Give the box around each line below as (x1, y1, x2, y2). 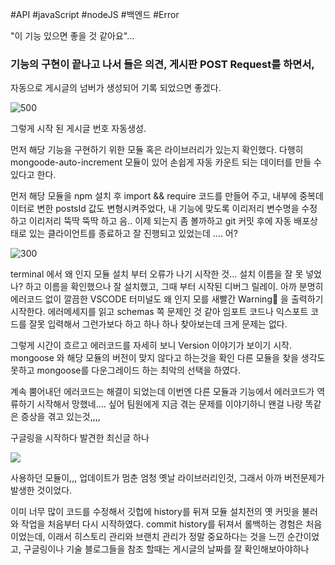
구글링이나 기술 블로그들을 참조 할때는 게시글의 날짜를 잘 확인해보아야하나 (23, 543, 310, 555)
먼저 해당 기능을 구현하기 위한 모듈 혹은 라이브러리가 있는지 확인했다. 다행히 (10, 144, 304, 156)
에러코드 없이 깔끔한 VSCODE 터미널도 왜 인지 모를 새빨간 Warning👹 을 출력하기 (10, 293, 324, 305)
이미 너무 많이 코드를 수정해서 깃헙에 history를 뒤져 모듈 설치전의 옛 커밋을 (10, 506, 300, 518)
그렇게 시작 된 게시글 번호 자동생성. (10, 123, 147, 135)
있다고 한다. (10, 169, 57, 181)
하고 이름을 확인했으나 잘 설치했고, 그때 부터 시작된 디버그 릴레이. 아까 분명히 (24, 281, 324, 293)
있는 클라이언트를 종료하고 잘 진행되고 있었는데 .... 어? (28, 228, 238, 240)
